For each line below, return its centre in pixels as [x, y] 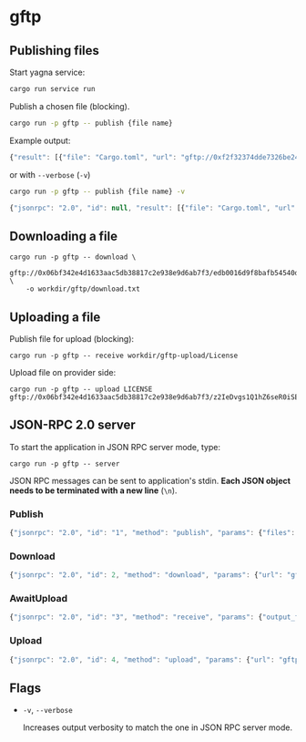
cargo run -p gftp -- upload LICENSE [81, 389]
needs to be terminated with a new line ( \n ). [93, 490]
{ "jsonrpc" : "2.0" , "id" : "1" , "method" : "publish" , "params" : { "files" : [153, 533]
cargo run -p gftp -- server [65, 464]
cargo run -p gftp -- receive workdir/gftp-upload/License [124, 356]
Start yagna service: [47, 72]
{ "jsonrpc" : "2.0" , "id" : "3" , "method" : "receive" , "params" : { [136, 617]
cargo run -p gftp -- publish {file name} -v [97, 191]
